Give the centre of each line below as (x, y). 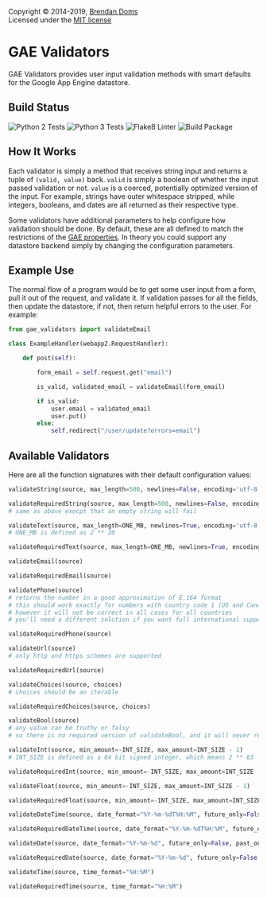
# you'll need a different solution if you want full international (124, 620)
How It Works (43, 152)
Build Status (39, 108)
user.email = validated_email (101, 409)
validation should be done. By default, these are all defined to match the (126, 228)
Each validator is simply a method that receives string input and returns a (128, 171)
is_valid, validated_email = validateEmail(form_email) (131, 387)
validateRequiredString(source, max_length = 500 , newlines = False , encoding (135, 503)
